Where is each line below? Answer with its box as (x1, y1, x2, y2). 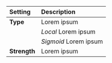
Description (41, 8, 76, 16)
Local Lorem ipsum (41, 28, 96, 35)
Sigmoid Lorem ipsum (41, 37, 104, 46)
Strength (9, 47, 35, 55)
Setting (9, 8, 31, 16)
